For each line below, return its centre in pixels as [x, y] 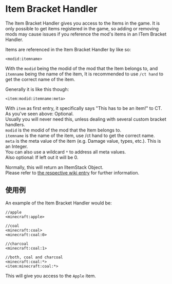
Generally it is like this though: [37, 89]
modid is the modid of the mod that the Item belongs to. [63, 130]
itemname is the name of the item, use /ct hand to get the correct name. [80, 135]
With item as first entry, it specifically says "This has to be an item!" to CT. [84, 108]
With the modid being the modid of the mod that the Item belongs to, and [82, 68]
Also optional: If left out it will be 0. [42, 157]
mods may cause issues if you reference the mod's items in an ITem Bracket [86, 34]
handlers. [15, 124]
